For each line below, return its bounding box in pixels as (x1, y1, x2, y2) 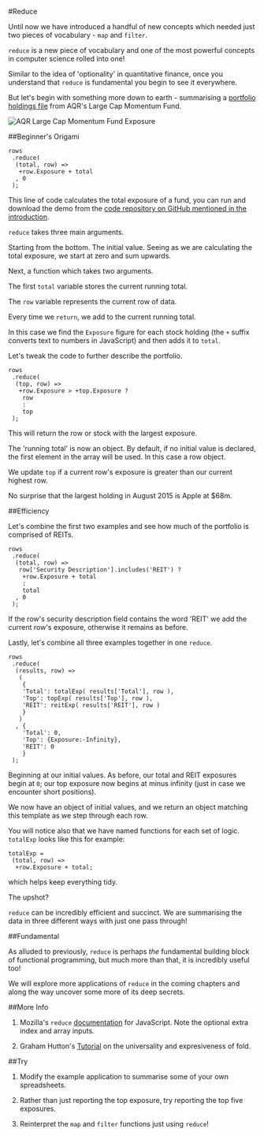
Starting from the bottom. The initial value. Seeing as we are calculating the (8, 243, 252, 251)
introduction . (8, 212, 50, 222)
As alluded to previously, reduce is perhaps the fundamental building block (8, 947, 250, 956)
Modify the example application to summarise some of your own (19, 1072, 229, 1081)
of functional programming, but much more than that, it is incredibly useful (8, 955, 250, 964)
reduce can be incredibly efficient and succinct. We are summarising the (8, 908, 243, 917)
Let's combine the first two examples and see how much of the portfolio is (8, 522, 250, 531)
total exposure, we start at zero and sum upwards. (8, 251, 172, 260)
